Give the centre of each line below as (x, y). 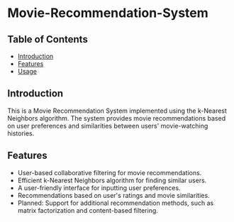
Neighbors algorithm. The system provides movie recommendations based (116, 118)
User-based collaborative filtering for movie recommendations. (110, 172)
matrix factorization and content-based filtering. (88, 210)
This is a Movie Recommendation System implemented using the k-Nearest (117, 111)
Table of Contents (48, 39)
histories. (21, 133)
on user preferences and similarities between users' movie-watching (108, 126)
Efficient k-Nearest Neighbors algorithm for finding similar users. (112, 180)
